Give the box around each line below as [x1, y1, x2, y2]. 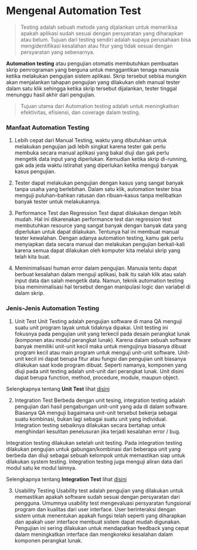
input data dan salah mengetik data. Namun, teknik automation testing [14, 277, 184, 284]
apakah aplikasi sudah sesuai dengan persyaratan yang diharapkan [20, 29, 184, 36]
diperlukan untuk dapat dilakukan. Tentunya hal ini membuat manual [14, 228, 180, 236]
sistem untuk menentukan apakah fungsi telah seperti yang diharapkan [14, 512, 186, 519]
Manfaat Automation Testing [6, 123, 90, 132]
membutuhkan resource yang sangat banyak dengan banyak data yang [14, 222, 187, 229]
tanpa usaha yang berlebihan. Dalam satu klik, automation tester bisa [14, 186, 182, 193]
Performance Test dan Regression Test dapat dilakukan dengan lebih [14, 210, 182, 217]
